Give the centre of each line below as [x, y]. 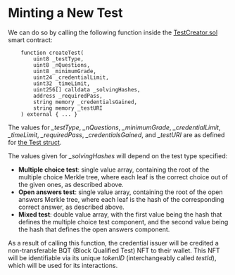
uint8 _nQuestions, [62, 65]
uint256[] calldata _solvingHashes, [87, 89]
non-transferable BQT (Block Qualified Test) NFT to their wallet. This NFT [114, 250]
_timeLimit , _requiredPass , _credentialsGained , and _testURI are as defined [116, 134]
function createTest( [52, 53]
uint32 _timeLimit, [62, 83]
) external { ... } [49, 114]
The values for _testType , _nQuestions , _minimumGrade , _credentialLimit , [114, 127]
